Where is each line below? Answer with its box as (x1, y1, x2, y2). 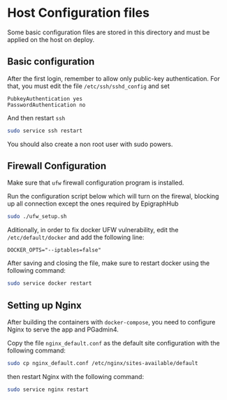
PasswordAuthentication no (7, 101, 86, 108)
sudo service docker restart (7, 280, 92, 287)
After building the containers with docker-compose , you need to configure (7, 318, 216, 326)
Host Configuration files (7, 5, 150, 21)
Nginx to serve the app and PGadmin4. (7, 325, 119, 334)
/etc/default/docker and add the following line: (7, 233, 145, 242)
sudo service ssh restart (7, 127, 82, 134)
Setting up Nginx (7, 299, 82, 311)
